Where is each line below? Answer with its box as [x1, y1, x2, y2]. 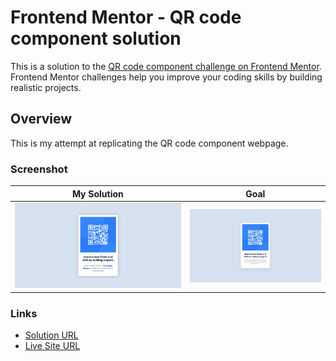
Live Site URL [24, 340, 81, 352]
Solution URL [24, 329, 79, 341]
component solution [10, 27, 182, 50]
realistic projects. [10, 81, 82, 93]
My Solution [71, 187, 124, 200]
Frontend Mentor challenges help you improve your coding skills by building [10, 71, 323, 83]
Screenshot [10, 162, 68, 176]
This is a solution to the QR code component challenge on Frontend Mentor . [10, 60, 322, 72]
